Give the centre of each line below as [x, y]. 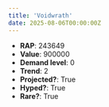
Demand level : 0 [47, 62]
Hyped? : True [43, 87]
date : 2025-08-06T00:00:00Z [55, 23]
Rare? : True [39, 96]
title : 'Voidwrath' [41, 15]
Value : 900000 [45, 54]
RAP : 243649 [42, 45]
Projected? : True [48, 79]
